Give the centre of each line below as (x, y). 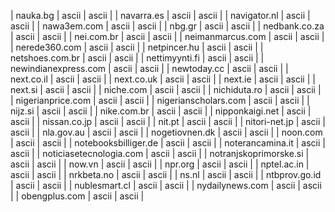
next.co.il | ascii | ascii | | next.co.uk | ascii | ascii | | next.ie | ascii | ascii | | (163, 79)
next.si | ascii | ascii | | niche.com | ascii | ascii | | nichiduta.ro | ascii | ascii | (166, 89)
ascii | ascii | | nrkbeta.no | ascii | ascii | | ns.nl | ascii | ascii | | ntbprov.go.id (166, 174)
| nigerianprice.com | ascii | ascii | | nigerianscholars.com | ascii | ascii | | (160, 100)
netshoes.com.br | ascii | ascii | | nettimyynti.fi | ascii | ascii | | (137, 58)
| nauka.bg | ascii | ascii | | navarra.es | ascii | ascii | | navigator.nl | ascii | (160, 15)
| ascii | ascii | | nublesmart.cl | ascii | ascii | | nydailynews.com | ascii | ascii (166, 185)
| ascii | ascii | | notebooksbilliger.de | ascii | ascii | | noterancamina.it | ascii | (168, 143)
